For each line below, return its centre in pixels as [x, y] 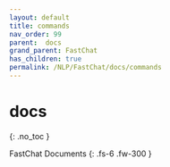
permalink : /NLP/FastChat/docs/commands [86, 68]
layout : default [39, 17]
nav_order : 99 [36, 34]
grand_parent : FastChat [54, 51]
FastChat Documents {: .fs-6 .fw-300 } [81, 154]
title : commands [39, 26]
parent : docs [36, 42]
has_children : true [46, 59]
